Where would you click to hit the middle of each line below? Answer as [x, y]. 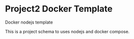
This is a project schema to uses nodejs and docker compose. [67, 31]
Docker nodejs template [29, 22]
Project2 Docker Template [59, 9]
